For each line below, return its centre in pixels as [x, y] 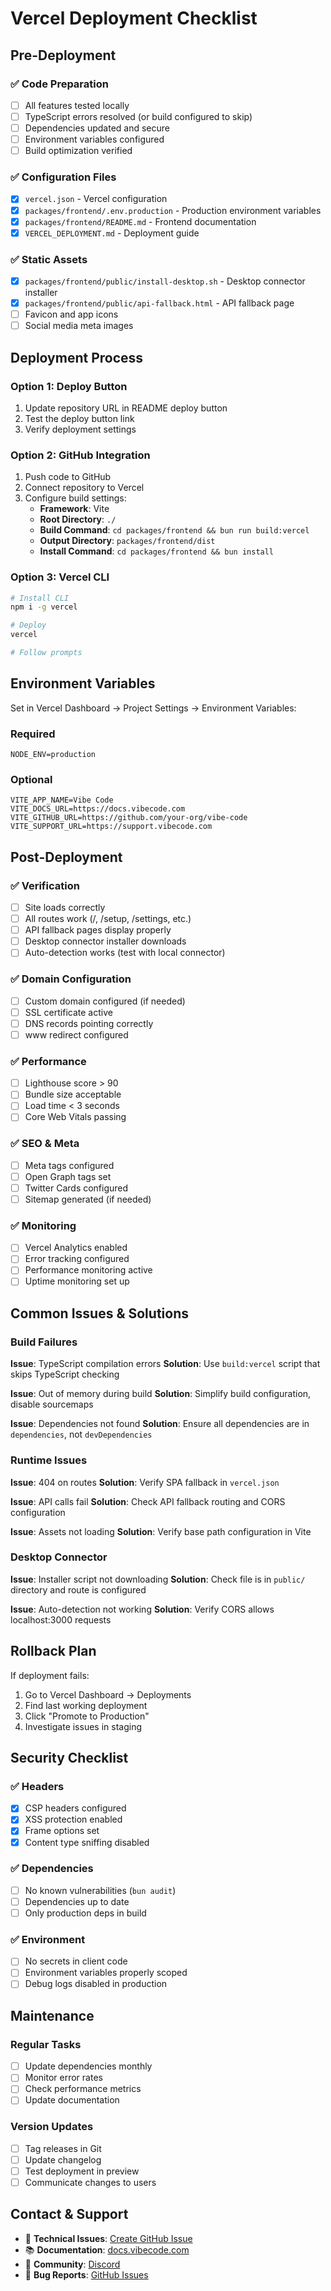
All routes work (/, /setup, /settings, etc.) [108, 919]
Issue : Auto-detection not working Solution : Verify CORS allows [142, 1609]
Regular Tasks [46, 2044]
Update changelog [63, 2159]
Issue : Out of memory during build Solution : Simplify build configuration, [161, 1394]
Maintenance [52, 2015]
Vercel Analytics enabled [76, 1248]
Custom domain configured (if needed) [105, 1001]
